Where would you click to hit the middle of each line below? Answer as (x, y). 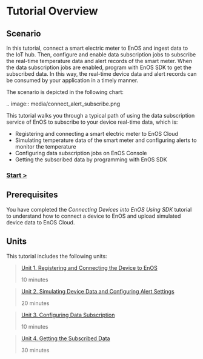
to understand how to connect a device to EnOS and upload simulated (94, 216)
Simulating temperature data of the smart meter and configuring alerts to (106, 140)
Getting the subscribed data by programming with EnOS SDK (91, 159)
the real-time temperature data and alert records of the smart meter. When (99, 61)
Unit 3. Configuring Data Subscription (68, 315)
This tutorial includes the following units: (57, 256)
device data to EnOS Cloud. (41, 222)
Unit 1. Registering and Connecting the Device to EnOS (89, 267)
